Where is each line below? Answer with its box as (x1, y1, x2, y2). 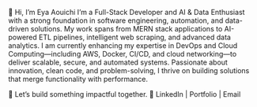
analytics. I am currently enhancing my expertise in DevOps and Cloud (8, 41, 238, 50)
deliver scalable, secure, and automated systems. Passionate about (8, 57, 228, 67)
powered (8, 32, 37, 42)
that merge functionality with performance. (8, 75, 149, 83)
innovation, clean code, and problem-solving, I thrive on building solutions (8, 66, 250, 75)
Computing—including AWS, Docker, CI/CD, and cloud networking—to (8, 50, 237, 58)
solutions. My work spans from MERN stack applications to (30, 24, 223, 33)
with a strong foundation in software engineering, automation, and (8, 16, 224, 25)
